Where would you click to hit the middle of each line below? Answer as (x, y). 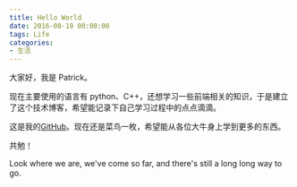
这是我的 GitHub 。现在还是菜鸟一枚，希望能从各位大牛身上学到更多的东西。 (148, 127)
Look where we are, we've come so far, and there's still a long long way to (146, 164)
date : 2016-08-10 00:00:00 (59, 26)
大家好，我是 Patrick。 (51, 78)
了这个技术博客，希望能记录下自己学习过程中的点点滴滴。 (115, 107)
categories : (31, 42)
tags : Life (30, 34)
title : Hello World (46, 17)
